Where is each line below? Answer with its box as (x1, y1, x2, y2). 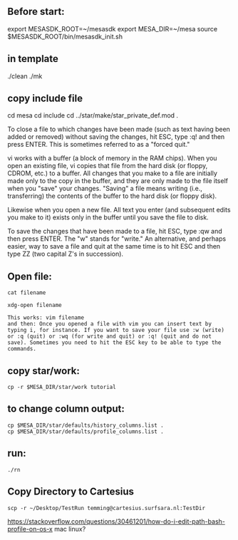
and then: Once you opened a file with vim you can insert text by (7, 321, 212, 328)
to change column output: (7, 403, 125, 415)
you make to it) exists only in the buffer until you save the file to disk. (7, 213, 209, 222)
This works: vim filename (7, 314, 84, 321)
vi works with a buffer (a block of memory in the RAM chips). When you (7, 154, 217, 162)
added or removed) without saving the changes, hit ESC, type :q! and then (7, 133, 225, 141)
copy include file (7, 93, 83, 105)
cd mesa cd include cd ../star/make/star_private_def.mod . (7, 111, 179, 120)
